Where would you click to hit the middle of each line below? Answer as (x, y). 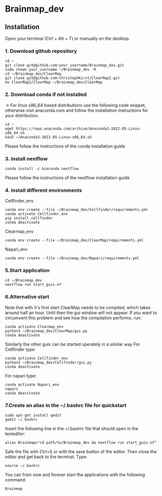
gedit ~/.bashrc (21, 420)
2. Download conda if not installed (46, 95)
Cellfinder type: (21, 349)
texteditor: (15, 434)
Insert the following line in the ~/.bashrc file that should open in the (72, 429)
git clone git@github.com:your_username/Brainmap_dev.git (65, 66)
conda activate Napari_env (32, 384)
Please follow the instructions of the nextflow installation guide (67, 178)
